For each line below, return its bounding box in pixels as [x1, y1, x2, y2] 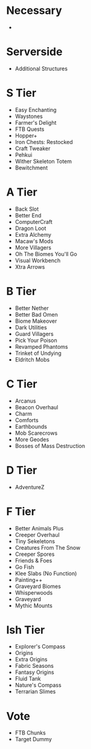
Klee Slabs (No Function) [14, 570, 77, 577]
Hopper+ [14, 131, 37, 139]
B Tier [6, 284, 37, 298]
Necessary [6, 4, 62, 18]
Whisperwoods [14, 589, 53, 596]
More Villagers [14, 243, 52, 251]
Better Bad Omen [14, 311, 58, 318]
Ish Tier [6, 623, 45, 636]
